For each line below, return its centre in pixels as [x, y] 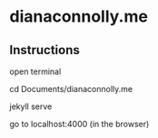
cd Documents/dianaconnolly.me [71, 89]
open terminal [35, 71]
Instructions [44, 50]
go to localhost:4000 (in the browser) [79, 124]
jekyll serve [31, 106]
